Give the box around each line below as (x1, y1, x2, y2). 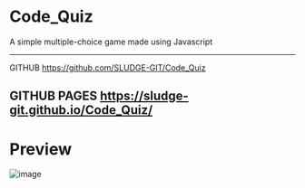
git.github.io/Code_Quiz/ (9, 102, 153, 118)
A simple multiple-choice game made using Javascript (9, 36, 213, 47)
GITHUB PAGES (9, 89, 98, 104)
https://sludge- (99, 89, 189, 104)
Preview (9, 138, 73, 159)
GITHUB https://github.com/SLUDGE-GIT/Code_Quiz (9, 61, 206, 73)
